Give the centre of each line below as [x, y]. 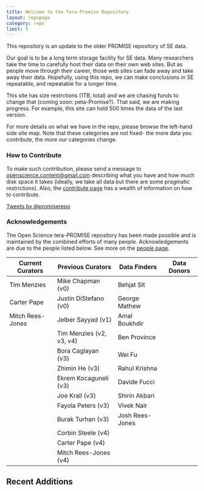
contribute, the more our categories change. [62, 140]
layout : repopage [28, 18]
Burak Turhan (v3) [83, 419]
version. [16, 115]
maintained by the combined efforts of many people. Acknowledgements [97, 241]
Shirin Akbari [136, 396]
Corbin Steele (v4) [83, 433]
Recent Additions [40, 482]
